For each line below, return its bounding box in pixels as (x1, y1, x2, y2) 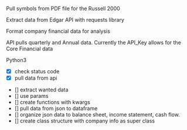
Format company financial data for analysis (6, 28, 110, 35)
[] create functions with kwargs (14, 99, 91, 106)
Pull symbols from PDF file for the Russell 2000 (6, 5, 120, 12)
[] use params (14, 93, 49, 100)
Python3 (6, 57, 27, 63)
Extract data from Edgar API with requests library (6, 16, 125, 23)
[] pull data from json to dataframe (14, 105, 98, 112)
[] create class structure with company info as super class (14, 117, 155, 125)
